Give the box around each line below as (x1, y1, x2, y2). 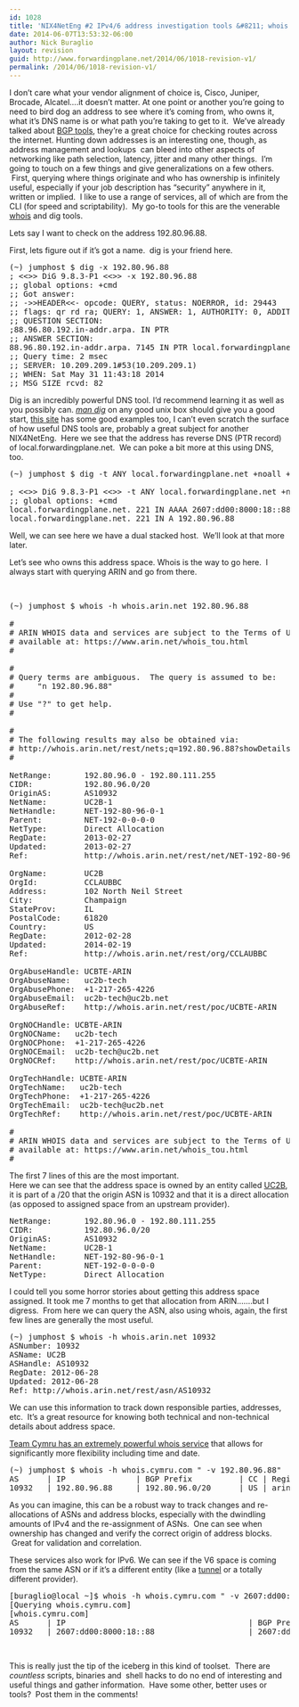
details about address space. (9, 1421, 116, 1432)
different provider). (9, 1573, 78, 1584)
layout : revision (9, 46, 74, 55)
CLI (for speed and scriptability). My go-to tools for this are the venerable (9, 201, 280, 211)
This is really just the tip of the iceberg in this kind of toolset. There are (9, 1660, 271, 1671)
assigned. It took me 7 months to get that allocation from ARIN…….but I (9, 1295, 270, 1306)
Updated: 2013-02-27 (9, 841, 132, 851)
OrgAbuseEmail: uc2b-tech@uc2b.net (9, 993, 169, 1003)
